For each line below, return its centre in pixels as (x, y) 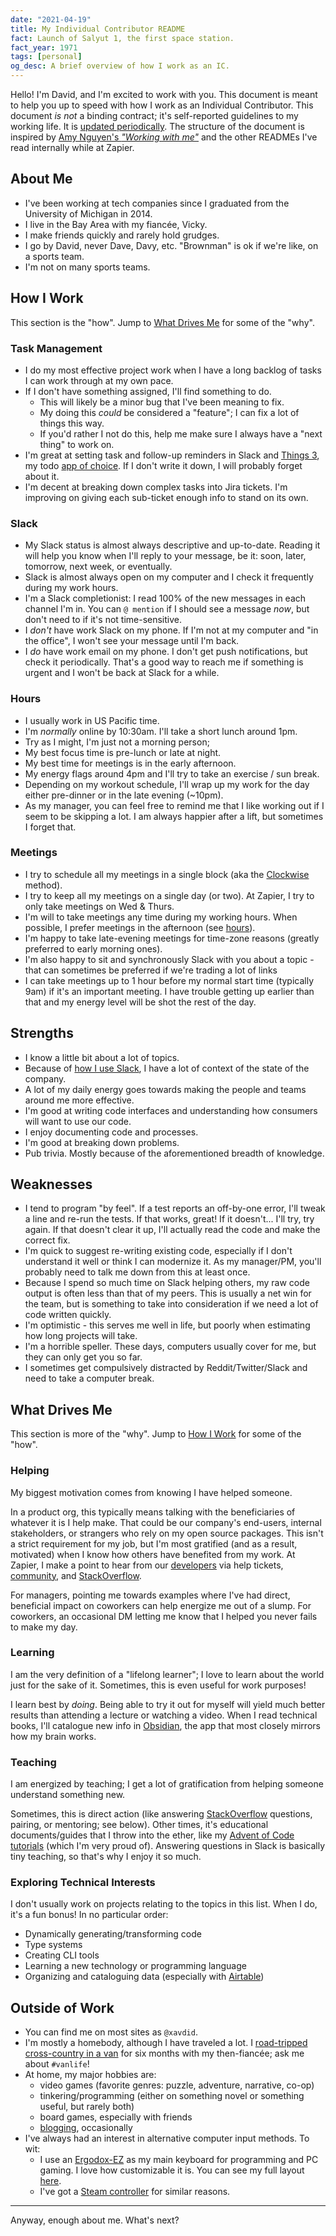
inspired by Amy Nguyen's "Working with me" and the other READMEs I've (164, 137)
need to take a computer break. (89, 1378)
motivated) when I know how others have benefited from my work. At (153, 1554)
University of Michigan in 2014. (88, 213)
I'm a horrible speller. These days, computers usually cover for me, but (170, 1347)
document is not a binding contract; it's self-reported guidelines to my (154, 115)
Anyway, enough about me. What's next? (95, 2220)
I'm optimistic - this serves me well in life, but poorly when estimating (167, 1325)
